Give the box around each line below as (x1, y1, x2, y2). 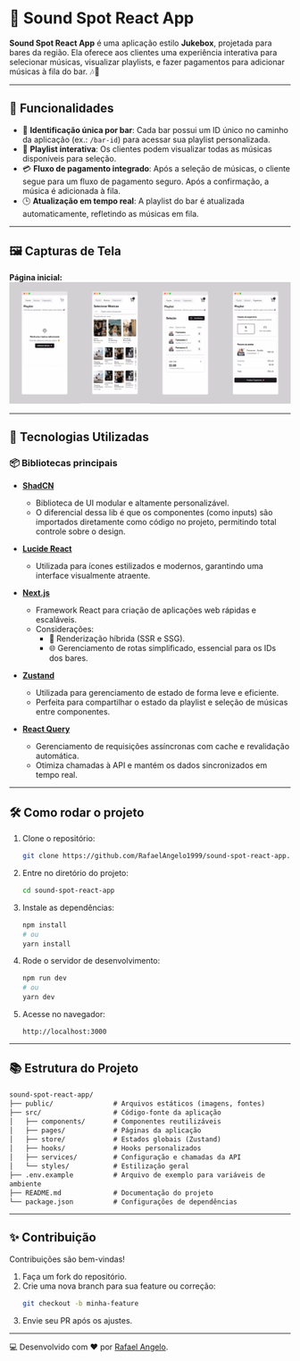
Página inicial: (9, 271, 62, 282)
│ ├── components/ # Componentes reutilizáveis (9, 1116, 221, 1126)
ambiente (9, 1179, 42, 1189)
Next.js (21, 588, 51, 598)
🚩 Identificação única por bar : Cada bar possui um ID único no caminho (21, 124, 288, 135)
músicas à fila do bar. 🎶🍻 (9, 66, 100, 77)
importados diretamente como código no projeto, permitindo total (35, 517, 277, 528)
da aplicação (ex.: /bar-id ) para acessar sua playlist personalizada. (21, 134, 271, 145)
